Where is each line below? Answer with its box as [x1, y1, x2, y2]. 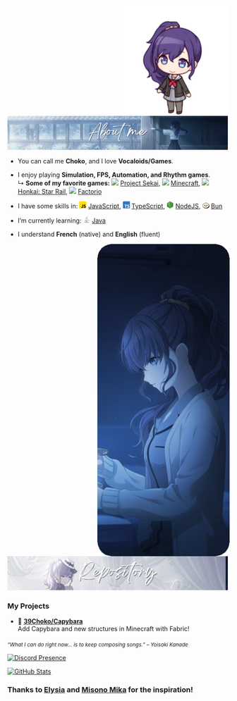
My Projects [7, 601, 49, 611]
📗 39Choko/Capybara [17, 617, 83, 626]
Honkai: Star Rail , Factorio [17, 187, 102, 196]
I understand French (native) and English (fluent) [17, 230, 161, 239]
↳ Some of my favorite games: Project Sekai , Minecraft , [17, 179, 201, 187]
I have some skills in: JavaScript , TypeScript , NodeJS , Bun [17, 202, 223, 211]
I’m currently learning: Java [17, 216, 106, 225]
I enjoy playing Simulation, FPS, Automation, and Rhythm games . [17, 170, 210, 179]
